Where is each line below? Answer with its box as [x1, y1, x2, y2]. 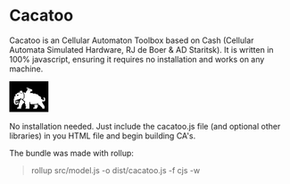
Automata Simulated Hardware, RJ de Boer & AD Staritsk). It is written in [9, 44, 274, 54]
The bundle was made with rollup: [9, 147, 134, 158]
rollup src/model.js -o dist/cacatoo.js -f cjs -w [30, 164, 201, 175]
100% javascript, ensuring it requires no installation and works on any [9, 54, 265, 64]
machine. [9, 63, 44, 74]
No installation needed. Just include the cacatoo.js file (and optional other [9, 121, 281, 131]
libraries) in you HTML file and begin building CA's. [9, 130, 196, 141]
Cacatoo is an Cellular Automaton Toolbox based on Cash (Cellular [9, 35, 254, 46]
